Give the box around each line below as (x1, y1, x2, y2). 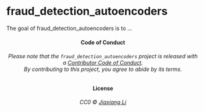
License (93, 84, 113, 92)
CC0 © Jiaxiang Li (79, 99, 127, 106)
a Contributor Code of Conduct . (62, 59, 143, 67)
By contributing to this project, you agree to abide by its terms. (23, 65, 183, 73)
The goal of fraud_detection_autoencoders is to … (6, 24, 132, 32)
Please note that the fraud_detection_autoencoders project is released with (8, 53, 198, 60)
